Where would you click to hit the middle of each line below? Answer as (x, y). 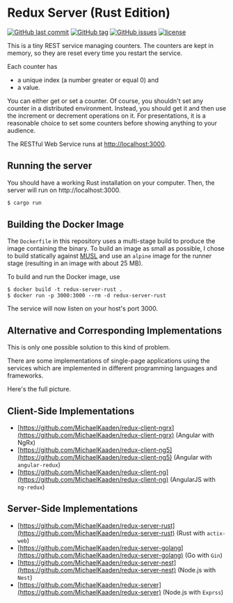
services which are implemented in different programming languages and (112, 368)
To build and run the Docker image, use (64, 277)
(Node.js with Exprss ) (193, 592)
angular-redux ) (39, 465)
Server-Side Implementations (72, 509)
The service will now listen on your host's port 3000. (83, 308)
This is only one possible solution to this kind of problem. (89, 347)
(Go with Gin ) (203, 555)
